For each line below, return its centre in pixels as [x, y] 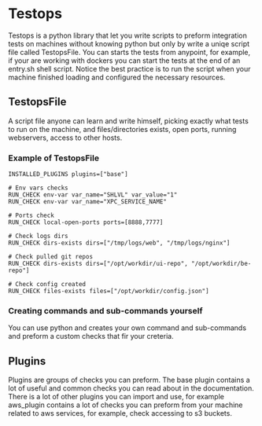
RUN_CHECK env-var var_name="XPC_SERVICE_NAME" [88, 202]
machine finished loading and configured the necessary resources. [117, 77]
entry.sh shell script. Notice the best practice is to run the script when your [129, 68]
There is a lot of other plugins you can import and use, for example [116, 397]
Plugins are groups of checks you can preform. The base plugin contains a [129, 380]
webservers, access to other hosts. [65, 138]
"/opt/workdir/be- [221, 264]
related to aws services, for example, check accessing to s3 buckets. [120, 413]
